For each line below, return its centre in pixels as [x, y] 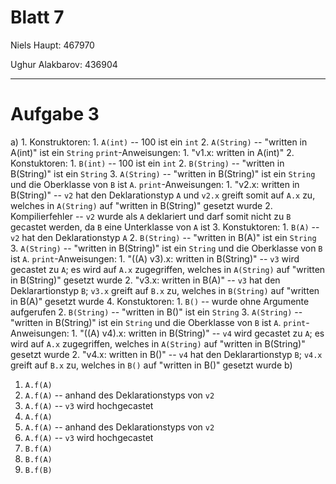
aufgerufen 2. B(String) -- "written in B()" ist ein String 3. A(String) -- [156, 312]
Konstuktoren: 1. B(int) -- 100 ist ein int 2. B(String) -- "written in [147, 163]
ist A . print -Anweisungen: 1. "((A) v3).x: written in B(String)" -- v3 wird [155, 258]
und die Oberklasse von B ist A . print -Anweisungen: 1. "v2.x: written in [155, 184]
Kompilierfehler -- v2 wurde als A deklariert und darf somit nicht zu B [151, 216]
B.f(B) [38, 470]
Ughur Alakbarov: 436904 [64, 64]
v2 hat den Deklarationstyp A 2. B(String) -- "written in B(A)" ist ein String [163, 237]
